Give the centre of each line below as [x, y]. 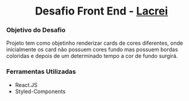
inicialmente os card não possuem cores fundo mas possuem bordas [92, 50]
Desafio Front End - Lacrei [101, 11]
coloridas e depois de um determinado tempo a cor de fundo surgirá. [92, 56]
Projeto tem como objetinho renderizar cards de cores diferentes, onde [94, 43]
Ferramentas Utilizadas [41, 72]
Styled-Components [40, 91]
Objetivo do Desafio [36, 30]
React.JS [26, 85]
